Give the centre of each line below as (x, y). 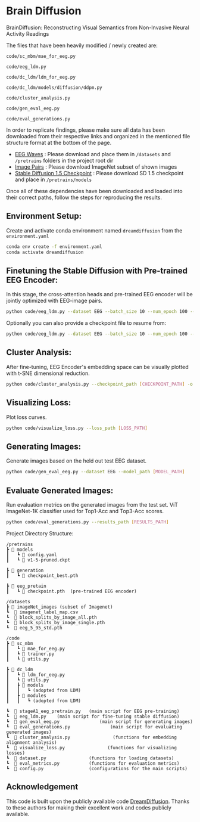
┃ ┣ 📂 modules (26, 696)
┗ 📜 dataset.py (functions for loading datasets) (90, 758)
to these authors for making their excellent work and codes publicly (89, 807)
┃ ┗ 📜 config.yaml (32, 555)
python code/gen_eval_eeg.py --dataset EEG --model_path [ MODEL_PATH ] (96, 472)
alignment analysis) (32, 742)
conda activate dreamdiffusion (45, 252)
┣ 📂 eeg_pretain (26, 586)
